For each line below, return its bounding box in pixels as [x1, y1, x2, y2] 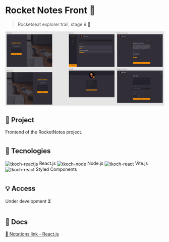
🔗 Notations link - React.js [5, 231, 59, 237]
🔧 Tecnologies [5, 147, 51, 156]
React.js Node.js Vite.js [39, 160, 148, 166]
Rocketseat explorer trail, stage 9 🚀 [17, 21, 91, 27]
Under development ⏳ [5, 198, 51, 204]
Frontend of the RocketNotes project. [5, 129, 82, 135]
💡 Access [5, 184, 36, 193]
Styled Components [35, 166, 77, 172]
